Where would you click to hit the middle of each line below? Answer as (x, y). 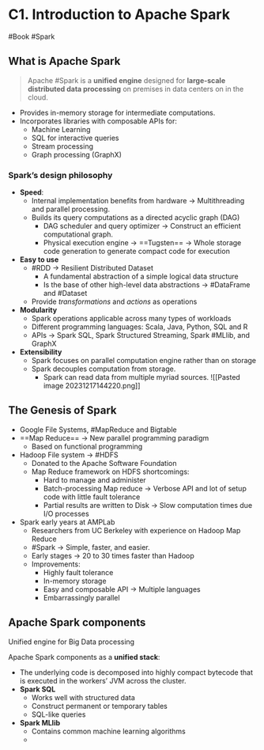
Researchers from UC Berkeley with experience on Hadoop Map (136, 530)
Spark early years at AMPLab (67, 522)
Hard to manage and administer (94, 479)
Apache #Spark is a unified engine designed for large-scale (126, 80)
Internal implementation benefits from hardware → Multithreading (138, 201)
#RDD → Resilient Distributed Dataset (92, 268)
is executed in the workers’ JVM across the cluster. (103, 680)
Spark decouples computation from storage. (104, 369)
